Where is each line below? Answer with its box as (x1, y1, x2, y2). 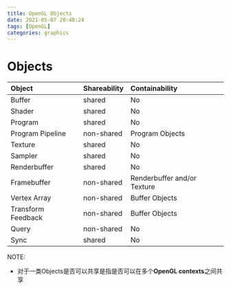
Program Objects (130, 129, 186, 138)
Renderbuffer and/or (130, 173, 197, 183)
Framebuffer (10, 178, 51, 188)
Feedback (10, 213, 43, 223)
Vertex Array (10, 193, 52, 203)
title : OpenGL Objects (7, 10, 72, 17)
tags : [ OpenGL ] (7, 23, 51, 30)
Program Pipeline (10, 129, 67, 138)
